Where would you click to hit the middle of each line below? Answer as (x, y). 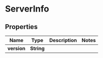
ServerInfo (27, 9)
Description (63, 40)
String (37, 48)
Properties (21, 27)
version (17, 48)
